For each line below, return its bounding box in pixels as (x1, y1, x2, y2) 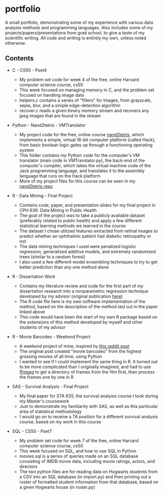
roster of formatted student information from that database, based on (19, 479, 159, 485)
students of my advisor (19, 324, 66, 330)
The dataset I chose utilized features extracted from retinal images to (19, 228, 158, 234)
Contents (5, 54, 34, 63)
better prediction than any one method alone (19, 264, 109, 270)
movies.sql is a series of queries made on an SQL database (19, 453, 139, 459)
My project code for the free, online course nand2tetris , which (19, 131, 145, 137)
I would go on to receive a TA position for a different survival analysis (19, 413, 158, 419)
